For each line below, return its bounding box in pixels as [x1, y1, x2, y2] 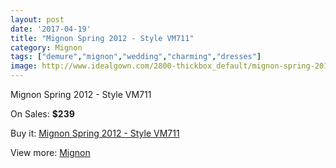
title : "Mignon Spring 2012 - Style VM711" [10, 33, 195, 43]
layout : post [10, 14, 65, 25]
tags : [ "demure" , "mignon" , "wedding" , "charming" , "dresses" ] [10, 52, 262, 62]
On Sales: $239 [10, 108, 75, 120]
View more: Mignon [10, 147, 91, 158]
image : [10, 61, 38, 71]
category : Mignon [10, 42, 83, 53]
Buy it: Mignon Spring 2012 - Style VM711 [10, 127, 180, 139]
